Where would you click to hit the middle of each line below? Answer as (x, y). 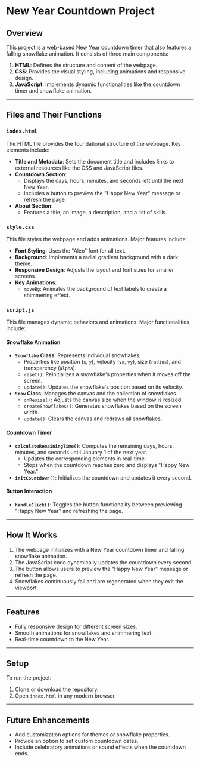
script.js (20, 310)
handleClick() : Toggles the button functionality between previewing (98, 504)
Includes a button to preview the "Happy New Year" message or (102, 193)
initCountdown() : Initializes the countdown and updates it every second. (103, 477)
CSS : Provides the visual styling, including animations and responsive (100, 72)
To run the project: (29, 678)
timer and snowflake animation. (53, 90)
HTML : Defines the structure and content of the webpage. (86, 65)
